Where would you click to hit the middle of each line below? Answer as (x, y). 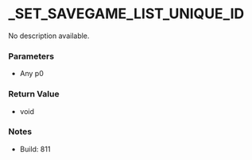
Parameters (31, 56)
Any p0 (31, 74)
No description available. (49, 36)
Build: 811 (35, 149)
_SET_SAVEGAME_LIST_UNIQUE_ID (126, 14)
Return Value (34, 94)
